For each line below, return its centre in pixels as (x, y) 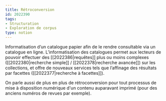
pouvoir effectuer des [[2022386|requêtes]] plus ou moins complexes (77, 57)
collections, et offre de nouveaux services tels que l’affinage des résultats (81, 68)
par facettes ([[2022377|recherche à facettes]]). (55, 73)
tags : (11, 19)
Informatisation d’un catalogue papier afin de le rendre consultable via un (81, 47)
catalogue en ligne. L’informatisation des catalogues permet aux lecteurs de (83, 52)
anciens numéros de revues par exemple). (48, 93)
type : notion (19, 33)
